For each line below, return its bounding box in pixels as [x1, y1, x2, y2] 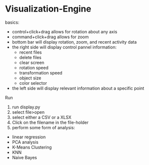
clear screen [19, 60, 45, 65]
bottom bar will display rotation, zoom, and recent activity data [12, 39, 137, 45]
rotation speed [19, 64, 48, 71]
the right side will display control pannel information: [12, 44, 117, 50]
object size [19, 75, 42, 81]
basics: [5, 19, 19, 25]
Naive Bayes [12, 154, 37, 160]
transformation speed [19, 70, 63, 75]
